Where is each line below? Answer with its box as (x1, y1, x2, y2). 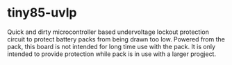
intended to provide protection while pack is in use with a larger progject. (7, 50, 217, 58)
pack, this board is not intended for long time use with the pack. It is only (7, 42, 216, 50)
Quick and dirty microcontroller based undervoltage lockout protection (7, 28, 210, 36)
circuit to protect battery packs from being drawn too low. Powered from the (7, 35, 226, 43)
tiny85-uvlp (7, 5, 77, 21)
